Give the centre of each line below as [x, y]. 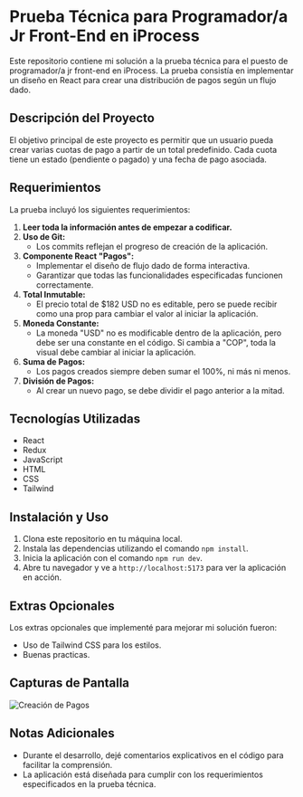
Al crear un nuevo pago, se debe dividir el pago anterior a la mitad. [160, 390]
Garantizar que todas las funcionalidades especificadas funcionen [159, 275]
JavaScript [43, 460]
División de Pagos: [58, 381]
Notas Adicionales [62, 733]
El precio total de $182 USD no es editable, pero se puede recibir [156, 304]
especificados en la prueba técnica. [89, 783]
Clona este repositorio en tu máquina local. [102, 539]
